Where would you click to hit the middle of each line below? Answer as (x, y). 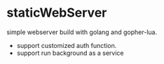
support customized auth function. (67, 45)
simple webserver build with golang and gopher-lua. (82, 32)
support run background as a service (70, 53)
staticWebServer (57, 13)
